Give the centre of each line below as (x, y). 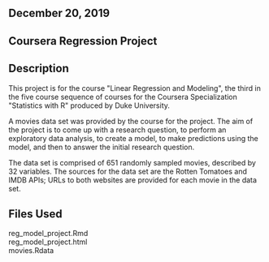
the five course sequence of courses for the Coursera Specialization (123, 97)
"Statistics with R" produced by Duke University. (89, 105)
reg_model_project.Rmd (48, 234)
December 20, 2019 (59, 13)
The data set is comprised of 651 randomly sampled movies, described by (132, 162)
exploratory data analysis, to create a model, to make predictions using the (133, 138)
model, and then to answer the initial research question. (102, 147)
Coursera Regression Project (83, 41)
